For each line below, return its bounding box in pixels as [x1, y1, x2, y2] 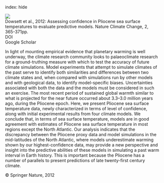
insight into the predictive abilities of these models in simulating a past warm [5, 147, 160, 153]
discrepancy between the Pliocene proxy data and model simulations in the [5, 132, 157, 137]
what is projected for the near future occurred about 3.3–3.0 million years [5, 95, 153, 101]
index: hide [5, 4, 28, 10]
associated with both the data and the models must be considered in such [5, 85, 154, 91]
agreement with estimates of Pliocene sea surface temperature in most [5, 122, 148, 127]
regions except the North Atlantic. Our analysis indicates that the [5, 126, 136, 132]
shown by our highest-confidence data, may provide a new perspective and [5, 142, 158, 148]
